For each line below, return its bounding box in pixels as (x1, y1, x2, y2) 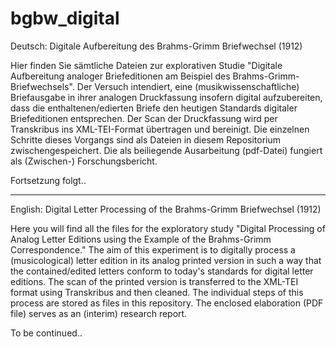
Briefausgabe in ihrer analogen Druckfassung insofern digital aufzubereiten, (10, 91, 323, 103)
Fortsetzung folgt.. (10, 174, 87, 186)
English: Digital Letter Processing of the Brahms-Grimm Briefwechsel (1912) (10, 203, 322, 215)
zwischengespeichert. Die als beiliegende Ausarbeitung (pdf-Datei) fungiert (10, 144, 323, 156)
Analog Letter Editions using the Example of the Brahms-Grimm (10, 233, 272, 245)
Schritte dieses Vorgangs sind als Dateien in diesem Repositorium (10, 133, 282, 146)
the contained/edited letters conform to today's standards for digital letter (10, 265, 314, 277)
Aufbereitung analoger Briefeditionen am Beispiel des (10, 70, 231, 82)
